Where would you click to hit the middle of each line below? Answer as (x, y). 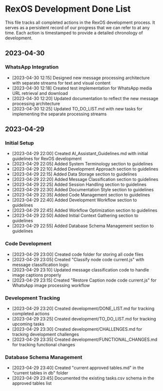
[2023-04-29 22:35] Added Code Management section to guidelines (81, 195)
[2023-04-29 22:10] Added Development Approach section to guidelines (85, 169)
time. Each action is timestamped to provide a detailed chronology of (74, 33)
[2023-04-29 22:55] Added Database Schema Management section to (83, 226)
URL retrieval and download (40, 93)
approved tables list (32, 383)
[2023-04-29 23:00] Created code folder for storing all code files (78, 254)
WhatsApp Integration (32, 67)
